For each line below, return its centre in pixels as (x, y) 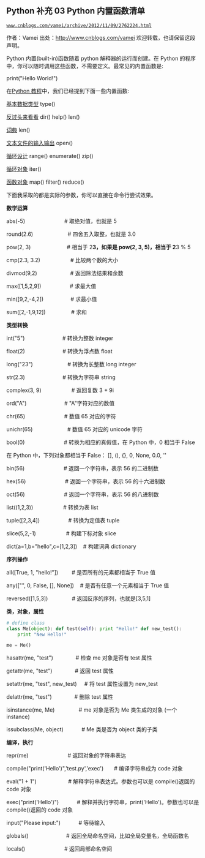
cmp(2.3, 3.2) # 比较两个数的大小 (62, 260)
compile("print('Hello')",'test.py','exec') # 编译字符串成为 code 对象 (95, 769)
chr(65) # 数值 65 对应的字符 (61, 416)
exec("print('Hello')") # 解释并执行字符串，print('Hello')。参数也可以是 (103, 802)
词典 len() (18, 130)
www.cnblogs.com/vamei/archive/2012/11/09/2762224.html (79, 25)
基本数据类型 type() (31, 103)
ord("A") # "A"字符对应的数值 (61, 403)
